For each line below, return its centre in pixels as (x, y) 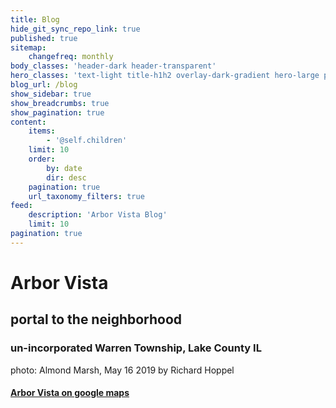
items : (42, 131)
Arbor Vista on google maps (70, 393)
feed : (21, 206)
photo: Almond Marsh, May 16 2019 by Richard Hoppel (122, 370)
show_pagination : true (57, 112)
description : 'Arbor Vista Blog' (98, 215)
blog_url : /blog (44, 85)
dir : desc (66, 177)
